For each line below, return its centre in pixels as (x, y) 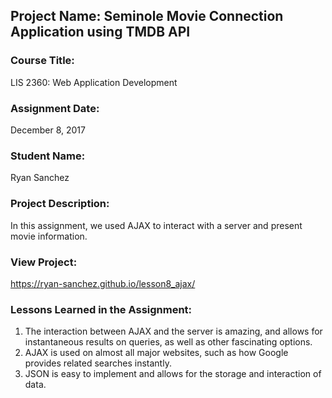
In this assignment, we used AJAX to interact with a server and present (156, 225)
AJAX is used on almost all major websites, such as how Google (156, 353)
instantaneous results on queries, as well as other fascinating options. (168, 342)
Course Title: (42, 61)
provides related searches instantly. (98, 363)
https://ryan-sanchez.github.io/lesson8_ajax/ (103, 283)
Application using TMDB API (100, 32)
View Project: (44, 262)
